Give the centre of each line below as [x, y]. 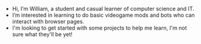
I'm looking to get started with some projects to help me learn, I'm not [99, 28]
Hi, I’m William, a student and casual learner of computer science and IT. [103, 9]
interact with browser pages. [48, 21]
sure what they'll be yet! [42, 34]
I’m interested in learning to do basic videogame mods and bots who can [103, 15]
